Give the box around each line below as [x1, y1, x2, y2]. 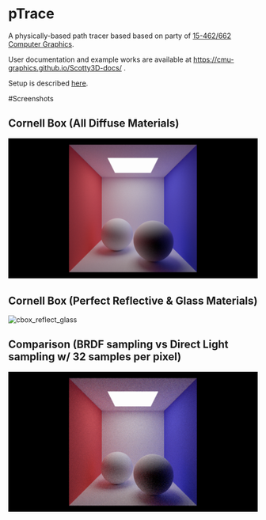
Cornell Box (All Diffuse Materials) [8, 116, 180, 131]
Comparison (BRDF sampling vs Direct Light [8, 338, 229, 351]
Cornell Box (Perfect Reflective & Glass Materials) [8, 294, 258, 307]
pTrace [8, 5, 55, 23]
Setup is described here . [8, 78, 89, 88]
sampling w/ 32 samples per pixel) [8, 350, 182, 364]
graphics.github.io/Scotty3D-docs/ [8, 63, 123, 72]
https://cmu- [193, 55, 234, 64]
